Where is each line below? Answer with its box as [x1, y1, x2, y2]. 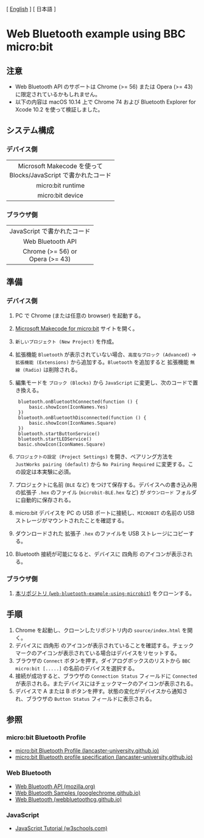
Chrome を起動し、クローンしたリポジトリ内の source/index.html [15, 627, 181, 634]
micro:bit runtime [36, 181, 85, 190]
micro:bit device [37, 191, 83, 199]
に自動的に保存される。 [15, 496, 74, 503]
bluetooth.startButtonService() [18, 430, 100, 437]
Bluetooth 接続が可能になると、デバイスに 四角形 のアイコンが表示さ [15, 550, 188, 558]
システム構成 [6, 126, 55, 136]
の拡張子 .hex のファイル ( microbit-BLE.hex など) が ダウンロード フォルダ [15, 488, 197, 495]
